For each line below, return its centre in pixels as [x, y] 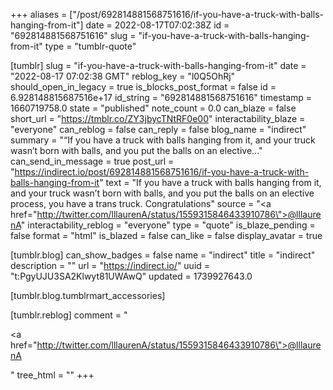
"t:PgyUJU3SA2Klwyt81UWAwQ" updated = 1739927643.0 [131, 276]
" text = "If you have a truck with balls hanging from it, [210, 182]
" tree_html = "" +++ [52, 375]
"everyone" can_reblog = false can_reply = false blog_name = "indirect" [158, 129]
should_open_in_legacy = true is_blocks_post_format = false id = [143, 87]
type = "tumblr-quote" [90, 46]
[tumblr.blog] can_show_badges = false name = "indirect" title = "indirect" [163, 255]
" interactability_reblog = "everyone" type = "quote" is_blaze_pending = [168, 225]
